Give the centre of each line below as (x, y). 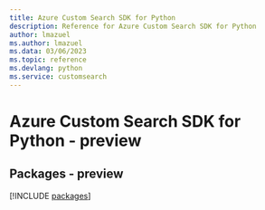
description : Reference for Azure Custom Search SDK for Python (133, 26)
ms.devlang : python (46, 69)
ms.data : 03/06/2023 (48, 52)
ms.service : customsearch (58, 77)
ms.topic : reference (48, 60)
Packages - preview (66, 174)
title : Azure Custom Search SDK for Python (93, 18)
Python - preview (76, 140)
